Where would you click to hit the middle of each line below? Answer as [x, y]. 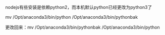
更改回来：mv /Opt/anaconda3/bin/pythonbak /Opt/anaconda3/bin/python [82, 27]
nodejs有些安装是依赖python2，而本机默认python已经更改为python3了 [79, 7]
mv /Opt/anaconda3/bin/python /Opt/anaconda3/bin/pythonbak [71, 17]
